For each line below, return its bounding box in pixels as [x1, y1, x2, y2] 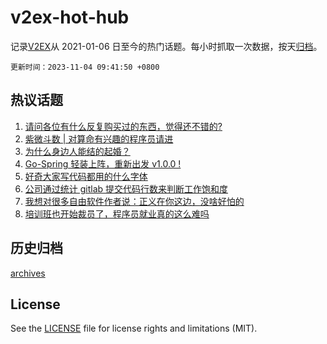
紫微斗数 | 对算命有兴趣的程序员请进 [24, 132, 174, 145]
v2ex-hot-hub [10, 6, 130, 29]
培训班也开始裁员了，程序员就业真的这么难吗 [24, 207, 210, 220]
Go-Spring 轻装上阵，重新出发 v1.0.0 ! [24, 157, 182, 170]
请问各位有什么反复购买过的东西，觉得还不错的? [24, 120, 223, 132]
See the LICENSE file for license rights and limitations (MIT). [10, 322, 258, 335]
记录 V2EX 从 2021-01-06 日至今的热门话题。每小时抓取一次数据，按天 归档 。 [10, 40, 323, 52]
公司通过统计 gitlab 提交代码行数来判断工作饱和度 [24, 182, 229, 195]
